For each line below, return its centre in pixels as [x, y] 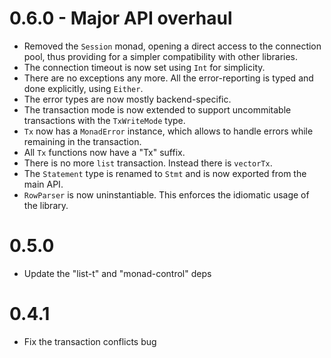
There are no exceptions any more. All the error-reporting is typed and [168, 78]
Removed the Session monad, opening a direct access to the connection [172, 46]
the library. [46, 205]
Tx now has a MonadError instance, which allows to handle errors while [168, 131]
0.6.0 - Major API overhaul [121, 18]
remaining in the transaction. [82, 141]
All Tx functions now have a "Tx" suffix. [104, 152]
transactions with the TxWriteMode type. [104, 120]
